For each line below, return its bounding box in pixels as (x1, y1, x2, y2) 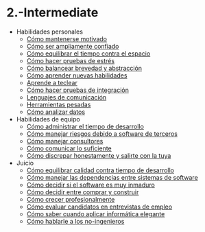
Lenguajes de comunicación (26, 93, 107, 101)
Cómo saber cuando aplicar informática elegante (26, 209, 165, 218)
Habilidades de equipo (16, 115, 80, 123)
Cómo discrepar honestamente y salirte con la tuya (26, 151, 171, 159)
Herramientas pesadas (26, 100, 91, 108)
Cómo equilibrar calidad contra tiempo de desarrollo (26, 166, 174, 174)
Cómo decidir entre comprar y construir (26, 187, 139, 196)
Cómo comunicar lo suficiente (26, 144, 112, 152)
